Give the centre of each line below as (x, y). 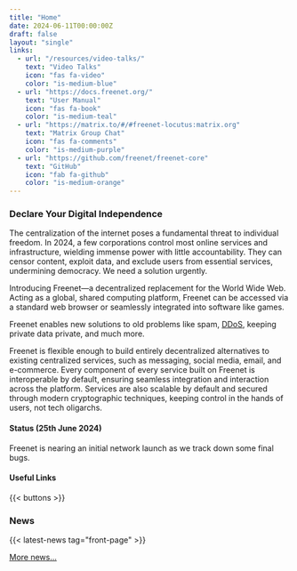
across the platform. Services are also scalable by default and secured (139, 389)
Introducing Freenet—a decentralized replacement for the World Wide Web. (148, 288)
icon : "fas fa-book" (63, 109)
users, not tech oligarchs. (56, 408)
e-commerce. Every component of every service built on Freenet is (132, 370)
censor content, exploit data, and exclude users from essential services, (141, 261)
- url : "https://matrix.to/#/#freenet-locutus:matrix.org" (129, 125)
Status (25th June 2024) (56, 429)
